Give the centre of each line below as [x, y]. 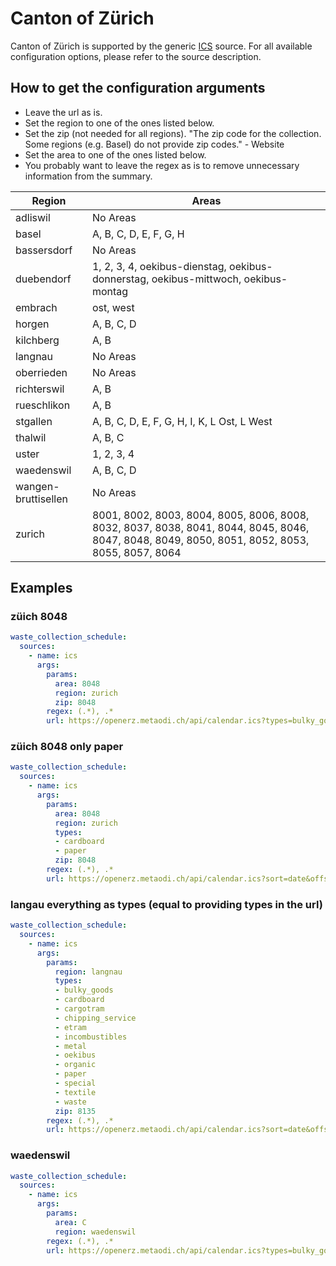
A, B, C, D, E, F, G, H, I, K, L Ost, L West [182, 421]
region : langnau [88, 972]
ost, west [113, 307]
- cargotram [79, 1009]
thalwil [31, 437]
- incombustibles [91, 1037]
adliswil [33, 217]
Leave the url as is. [63, 112]
